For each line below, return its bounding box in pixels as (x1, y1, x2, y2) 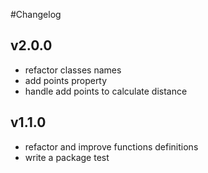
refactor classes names (24, 64, 122, 76)
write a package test (24, 151, 110, 163)
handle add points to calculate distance (24, 85, 188, 97)
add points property (24, 74, 108, 86)
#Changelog (10, 9, 62, 20)
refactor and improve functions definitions (24, 140, 199, 153)
